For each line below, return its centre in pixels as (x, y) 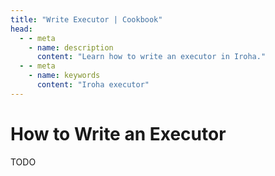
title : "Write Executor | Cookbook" (86, 19)
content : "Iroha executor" (93, 85)
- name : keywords (64, 76)
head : (21, 29)
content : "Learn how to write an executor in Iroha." (151, 57)
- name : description (71, 47)
